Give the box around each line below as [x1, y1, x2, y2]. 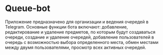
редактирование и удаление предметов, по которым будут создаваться [5, 29, 156, 35]
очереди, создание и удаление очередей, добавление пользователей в [5, 34, 154, 40]
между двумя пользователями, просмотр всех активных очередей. [5, 44, 146, 50]
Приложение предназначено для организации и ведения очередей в [5, 19, 149, 25]
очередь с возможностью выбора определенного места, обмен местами [5, 39, 159, 45]
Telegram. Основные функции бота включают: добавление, [5, 24, 128, 29]
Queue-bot [5, 3, 51, 14]
